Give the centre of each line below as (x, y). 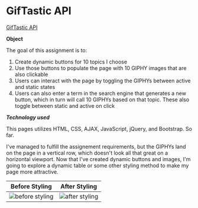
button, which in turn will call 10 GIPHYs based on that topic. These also (102, 100)
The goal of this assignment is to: (47, 50)
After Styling (79, 186)
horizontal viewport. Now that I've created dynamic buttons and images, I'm (98, 159)
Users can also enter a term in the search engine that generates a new (100, 93)
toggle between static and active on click (65, 105)
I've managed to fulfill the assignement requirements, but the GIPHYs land (96, 146)
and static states (35, 87)
